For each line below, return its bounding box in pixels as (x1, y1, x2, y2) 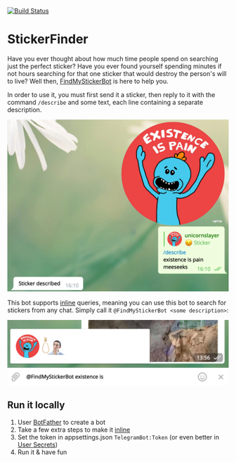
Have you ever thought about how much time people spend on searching (7, 54, 219, 63)
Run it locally (7, 399, 65, 411)
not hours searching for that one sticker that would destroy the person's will (7, 69, 227, 77)
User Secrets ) (17, 440, 58, 449)
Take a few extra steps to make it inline (17, 425, 131, 434)
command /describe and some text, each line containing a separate (7, 98, 204, 106)
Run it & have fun (17, 447, 67, 456)
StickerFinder (7, 32, 88, 47)
